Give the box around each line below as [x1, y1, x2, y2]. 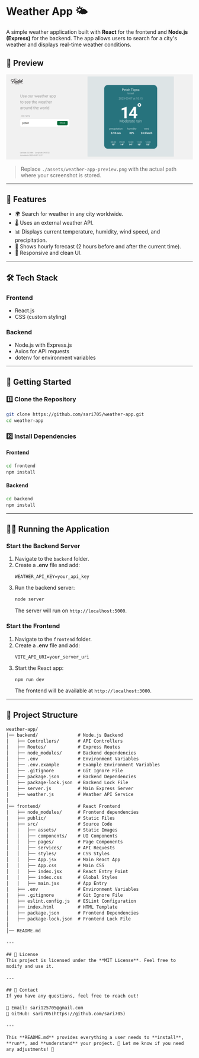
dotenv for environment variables [14, 354, 96, 362]
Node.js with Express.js [14, 341, 72, 349]
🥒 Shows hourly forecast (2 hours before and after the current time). [14, 243, 182, 250]
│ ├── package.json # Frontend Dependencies [6, 910, 139, 916]
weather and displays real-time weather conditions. [6, 41, 132, 48]
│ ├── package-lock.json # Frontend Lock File [6, 916, 131, 922]
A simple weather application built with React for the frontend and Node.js [6, 28, 188, 36]
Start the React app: [14, 664, 64, 672]
